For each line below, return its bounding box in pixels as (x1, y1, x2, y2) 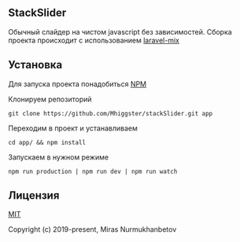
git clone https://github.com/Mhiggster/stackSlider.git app (8, 109, 213, 117)
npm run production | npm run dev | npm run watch (8, 167, 178, 175)
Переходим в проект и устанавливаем (8, 123, 138, 133)
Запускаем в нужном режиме (8, 152, 109, 162)
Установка (8, 58, 63, 71)
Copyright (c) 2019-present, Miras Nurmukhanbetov (8, 225, 177, 234)
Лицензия (8, 189, 60, 203)
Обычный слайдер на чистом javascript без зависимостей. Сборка (8, 27, 232, 36)
